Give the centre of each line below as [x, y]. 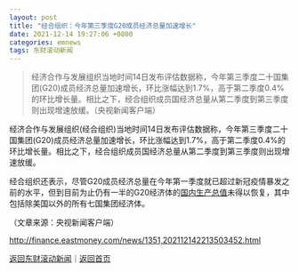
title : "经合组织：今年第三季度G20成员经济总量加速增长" [103, 26]
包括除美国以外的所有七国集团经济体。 [79, 204]
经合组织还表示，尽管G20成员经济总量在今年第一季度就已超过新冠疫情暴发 [145, 181]
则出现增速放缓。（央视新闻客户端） [95, 110]
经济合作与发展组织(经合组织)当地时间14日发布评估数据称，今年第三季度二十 [149, 129]
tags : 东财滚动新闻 [41, 51]
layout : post [33, 17]
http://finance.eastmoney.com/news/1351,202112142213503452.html [135, 240]
